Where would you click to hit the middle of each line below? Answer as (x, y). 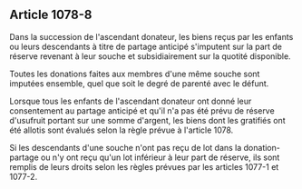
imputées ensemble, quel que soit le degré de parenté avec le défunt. (139, 83)
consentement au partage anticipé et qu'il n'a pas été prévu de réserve (142, 110)
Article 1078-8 (51, 15)
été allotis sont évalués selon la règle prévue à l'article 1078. (122, 130)
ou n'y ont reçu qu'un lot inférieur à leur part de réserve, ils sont (160, 157)
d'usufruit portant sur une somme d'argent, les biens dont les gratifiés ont (147, 120)
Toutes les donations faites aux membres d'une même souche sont (135, 74)
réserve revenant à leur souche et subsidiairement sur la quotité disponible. (151, 56)
